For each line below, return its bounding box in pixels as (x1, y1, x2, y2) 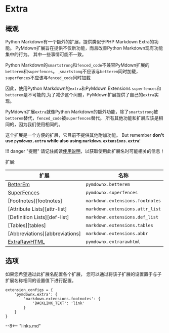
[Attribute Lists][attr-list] (8, 205, 67, 212)
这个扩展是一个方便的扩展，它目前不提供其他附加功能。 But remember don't (5, 132, 164, 138)
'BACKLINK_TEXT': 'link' (32, 301, 85, 306)
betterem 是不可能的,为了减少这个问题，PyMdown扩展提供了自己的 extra (5, 92, 155, 97)
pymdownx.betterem (86, 182, 130, 187)
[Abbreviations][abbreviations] (8, 230, 81, 237)
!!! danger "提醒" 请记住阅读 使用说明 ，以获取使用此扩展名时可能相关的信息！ (5, 148, 165, 154)
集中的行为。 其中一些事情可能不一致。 (5, 51, 87, 57)
